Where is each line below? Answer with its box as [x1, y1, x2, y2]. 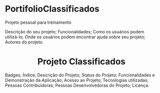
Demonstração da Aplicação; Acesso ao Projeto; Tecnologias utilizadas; [5, 77, 149, 83]
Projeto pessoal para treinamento [5, 19, 72, 25]
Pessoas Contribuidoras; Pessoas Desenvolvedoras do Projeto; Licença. [5, 82, 149, 88]
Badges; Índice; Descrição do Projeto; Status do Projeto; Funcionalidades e [5, 72, 155, 78]
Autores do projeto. [5, 39, 44, 45]
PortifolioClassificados [5, 3, 99, 15]
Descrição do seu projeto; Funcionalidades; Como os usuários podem [5, 29, 144, 34]
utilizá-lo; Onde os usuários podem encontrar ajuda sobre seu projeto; [5, 34, 145, 40]
